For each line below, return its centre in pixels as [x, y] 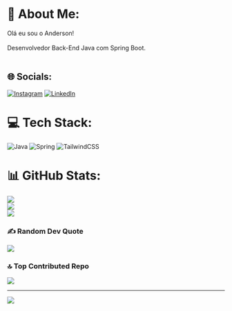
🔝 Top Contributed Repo [48, 266]
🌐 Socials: [30, 77]
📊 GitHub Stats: [54, 175]
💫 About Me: [43, 14]
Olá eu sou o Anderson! [41, 33]
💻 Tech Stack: [50, 122]
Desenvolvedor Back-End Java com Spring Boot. [77, 48]
